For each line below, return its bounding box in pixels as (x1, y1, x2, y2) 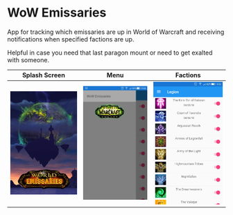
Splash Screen (21, 71, 66, 80)
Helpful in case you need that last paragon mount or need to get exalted (7, 48, 213, 57)
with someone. (7, 55, 50, 64)
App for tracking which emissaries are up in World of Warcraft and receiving (7, 28, 225, 36)
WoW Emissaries (7, 5, 107, 21)
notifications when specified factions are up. (7, 35, 135, 43)
